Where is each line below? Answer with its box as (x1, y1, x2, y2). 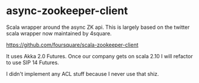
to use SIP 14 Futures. (6, 59, 59, 66)
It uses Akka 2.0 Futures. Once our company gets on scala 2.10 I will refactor (6, 52, 193, 59)
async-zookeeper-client (6, 4, 129, 18)
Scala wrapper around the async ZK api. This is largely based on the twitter (6, 24, 190, 31)
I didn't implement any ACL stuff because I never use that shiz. (6, 70, 159, 77)
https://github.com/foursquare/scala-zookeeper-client (6, 41, 139, 48)
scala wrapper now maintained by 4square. (6, 29, 112, 36)
